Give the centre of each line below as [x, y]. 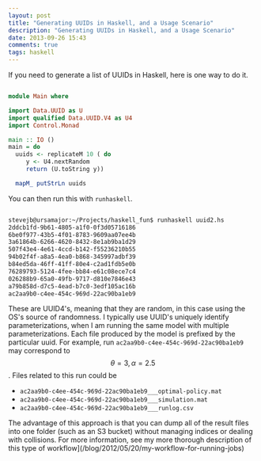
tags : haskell [32, 52]
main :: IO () [32, 139]
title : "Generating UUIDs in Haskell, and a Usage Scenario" [111, 23]
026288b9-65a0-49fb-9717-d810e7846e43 [72, 279]
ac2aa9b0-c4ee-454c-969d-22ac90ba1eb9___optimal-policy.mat [121, 392]
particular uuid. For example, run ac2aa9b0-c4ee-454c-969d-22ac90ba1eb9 [126, 342]
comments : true [33, 45]
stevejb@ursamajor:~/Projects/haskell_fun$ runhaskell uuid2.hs [116, 220]
